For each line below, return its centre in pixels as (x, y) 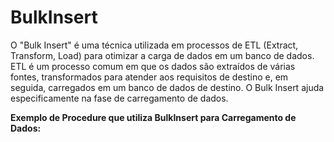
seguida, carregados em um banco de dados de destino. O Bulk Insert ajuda (167, 87)
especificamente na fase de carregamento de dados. (119, 98)
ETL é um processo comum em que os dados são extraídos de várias (153, 66)
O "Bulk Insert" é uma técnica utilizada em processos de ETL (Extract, (154, 45)
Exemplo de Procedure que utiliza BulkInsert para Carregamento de (153, 117)
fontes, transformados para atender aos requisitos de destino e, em (149, 77)
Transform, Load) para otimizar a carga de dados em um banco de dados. (162, 55)
